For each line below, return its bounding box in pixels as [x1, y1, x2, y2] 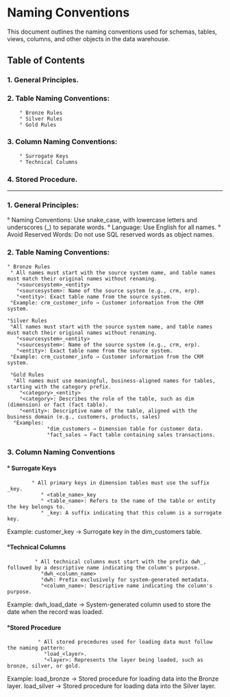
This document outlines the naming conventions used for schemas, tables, [7, 27, 218, 36]
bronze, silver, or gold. [7, 663, 81, 670]
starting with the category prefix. [7, 383, 112, 390]
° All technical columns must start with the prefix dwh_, [34, 558, 207, 565]
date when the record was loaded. [7, 608, 104, 616]
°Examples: [13, 419, 44, 426]
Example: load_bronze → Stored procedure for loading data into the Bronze [7, 674, 219, 683]
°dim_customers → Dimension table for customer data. [47, 425, 204, 432]
